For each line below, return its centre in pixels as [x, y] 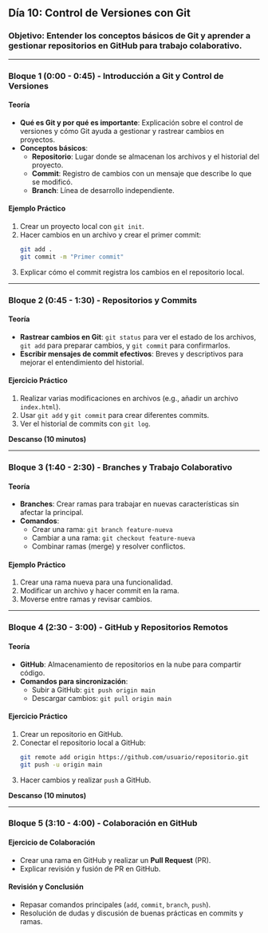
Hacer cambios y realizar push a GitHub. [85, 780]
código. [32, 672]
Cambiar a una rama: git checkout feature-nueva [113, 538]
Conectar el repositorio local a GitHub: [83, 742]
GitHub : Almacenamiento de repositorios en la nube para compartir [130, 664]
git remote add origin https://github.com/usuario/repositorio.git [134, 757]
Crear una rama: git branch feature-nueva [102, 529]
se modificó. [52, 182]
